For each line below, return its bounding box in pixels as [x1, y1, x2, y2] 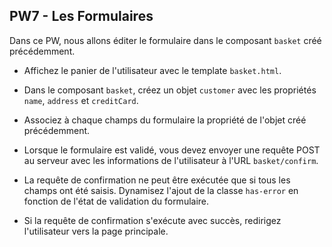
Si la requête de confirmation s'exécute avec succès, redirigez [23, 214, 282, 226]
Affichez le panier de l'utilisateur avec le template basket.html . [23, 64, 282, 76]
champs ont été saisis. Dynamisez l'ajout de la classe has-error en [23, 184, 299, 196]
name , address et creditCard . [23, 94, 139, 106]
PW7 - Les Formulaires [9, 8, 154, 25]
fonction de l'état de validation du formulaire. [23, 195, 210, 207]
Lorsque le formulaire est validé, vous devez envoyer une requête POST [23, 144, 321, 156]
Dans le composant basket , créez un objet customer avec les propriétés [23, 84, 317, 96]
